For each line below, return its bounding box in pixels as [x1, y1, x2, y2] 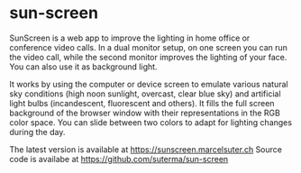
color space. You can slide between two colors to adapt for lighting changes [9, 116, 293, 128]
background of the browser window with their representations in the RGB [9, 107, 281, 118]
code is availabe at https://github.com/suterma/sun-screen [9, 153, 229, 164]
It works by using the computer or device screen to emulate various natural [9, 78, 288, 89]
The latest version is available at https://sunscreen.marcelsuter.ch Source [9, 143, 282, 155]
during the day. [9, 126, 66, 137]
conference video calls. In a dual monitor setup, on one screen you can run [9, 41, 288, 52]
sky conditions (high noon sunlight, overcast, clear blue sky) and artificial [9, 88, 281, 99]
